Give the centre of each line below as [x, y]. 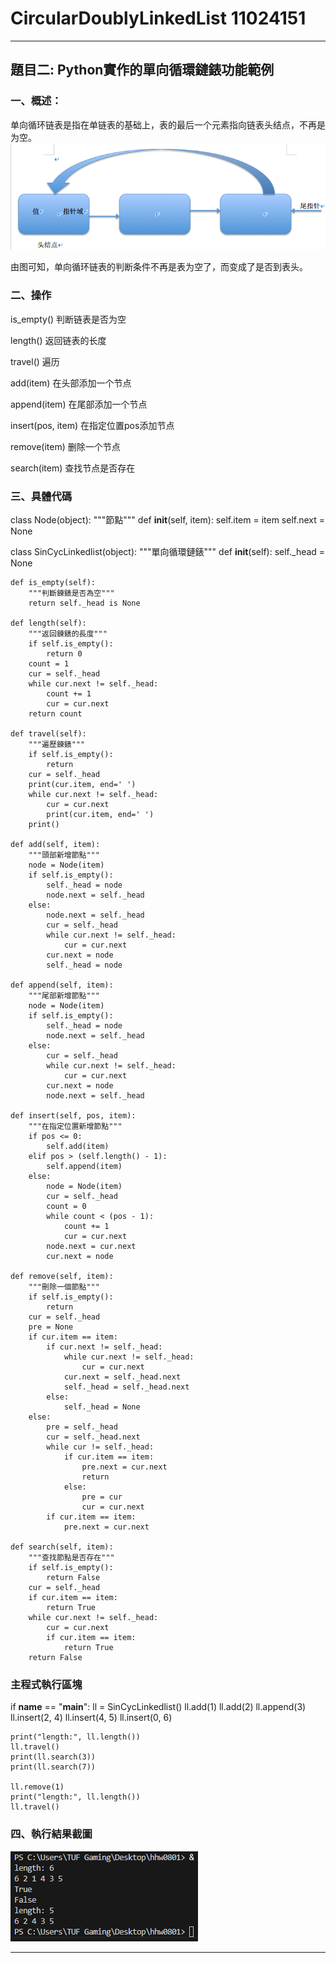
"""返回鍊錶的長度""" [68, 634]
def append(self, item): [62, 985]
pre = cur [102, 1497]
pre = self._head [82, 1427]
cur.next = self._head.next [122, 1377]
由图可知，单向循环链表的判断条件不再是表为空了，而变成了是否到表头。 [159, 267]
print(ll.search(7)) [53, 1767]
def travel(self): [48, 734]
